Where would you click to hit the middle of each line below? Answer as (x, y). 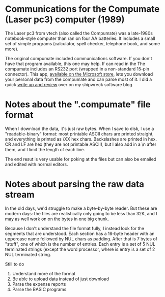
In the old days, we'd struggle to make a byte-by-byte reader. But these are (81, 208)
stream (20, 195)
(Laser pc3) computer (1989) (65, 19)
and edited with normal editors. (37, 164)
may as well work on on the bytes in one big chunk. (57, 219)
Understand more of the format (44, 273)
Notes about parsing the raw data (75, 184)
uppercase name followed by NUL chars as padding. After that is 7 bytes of (81, 239)
